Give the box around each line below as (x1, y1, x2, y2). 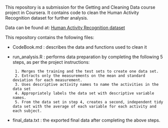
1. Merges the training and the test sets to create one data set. (15, 69, 159, 74)
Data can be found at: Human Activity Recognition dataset (5, 25, 125, 31)
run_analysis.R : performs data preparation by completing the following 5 (12, 54, 163, 60)
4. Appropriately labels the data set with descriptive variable (15, 91, 154, 96)
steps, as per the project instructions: (12, 59, 90, 65)
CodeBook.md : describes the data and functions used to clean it (12, 44, 147, 50)
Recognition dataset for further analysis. (5, 15, 89, 21)
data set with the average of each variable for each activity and (12, 104, 156, 109)
